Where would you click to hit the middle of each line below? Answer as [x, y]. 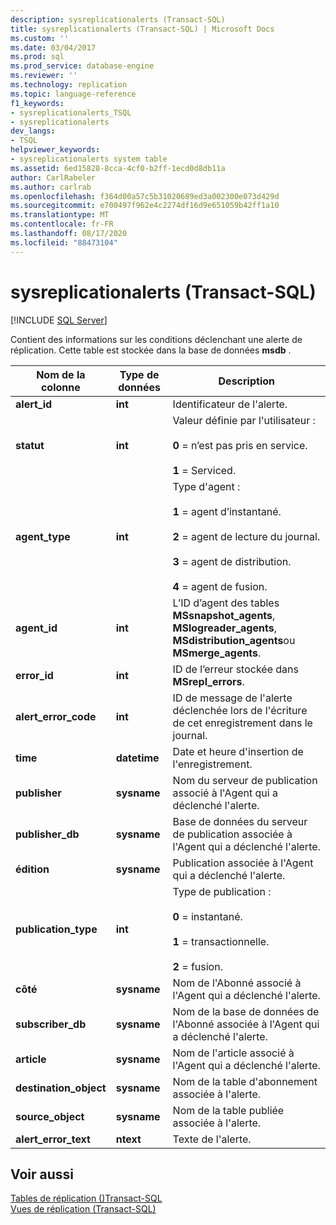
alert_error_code [56, 716]
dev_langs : [33, 131]
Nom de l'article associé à [233, 1053]
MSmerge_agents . [217, 653]
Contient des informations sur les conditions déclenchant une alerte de [156, 339]
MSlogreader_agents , [224, 628]
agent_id [36, 628]
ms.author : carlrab [51, 187]
